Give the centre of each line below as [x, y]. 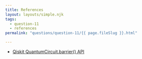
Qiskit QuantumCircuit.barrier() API [48, 51]
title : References [24, 10]
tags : [11, 19]
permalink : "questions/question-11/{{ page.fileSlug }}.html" [71, 33]
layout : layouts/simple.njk [34, 14]
